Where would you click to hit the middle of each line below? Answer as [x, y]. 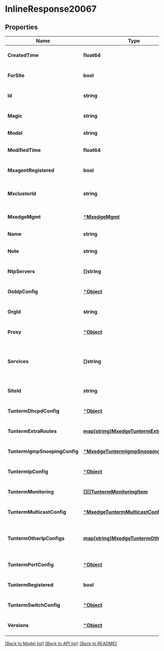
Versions [18, 625]
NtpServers [21, 271]
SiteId [14, 391]
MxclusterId [22, 193]
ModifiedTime [24, 150]
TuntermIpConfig [28, 471]
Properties [21, 27]
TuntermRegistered [31, 585]
